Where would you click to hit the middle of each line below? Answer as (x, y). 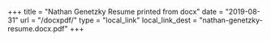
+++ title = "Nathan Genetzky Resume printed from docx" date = (116, 12)
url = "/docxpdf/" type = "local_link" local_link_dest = (109, 20)
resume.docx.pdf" (38, 29)
